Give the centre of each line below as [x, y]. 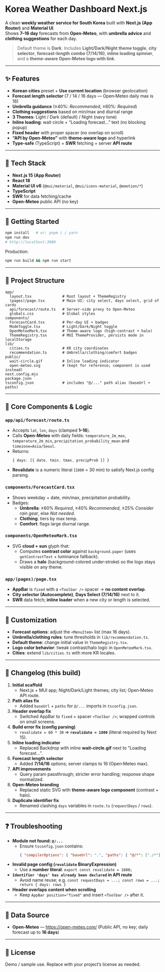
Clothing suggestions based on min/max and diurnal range [72, 112]
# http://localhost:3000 [30, 242]
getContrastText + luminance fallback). [59, 556]
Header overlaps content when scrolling [54, 890]
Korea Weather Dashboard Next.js [76, 9]
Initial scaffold [27, 685]
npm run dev [17, 238]
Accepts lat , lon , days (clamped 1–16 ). [51, 430]
